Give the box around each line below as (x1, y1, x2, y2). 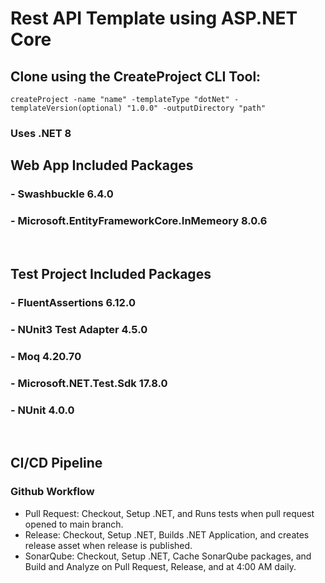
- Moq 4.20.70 (10, 349, 82, 363)
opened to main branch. (24, 518, 124, 530)
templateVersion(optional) (10, 103, 123, 113)
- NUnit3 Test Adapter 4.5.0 (10, 322, 148, 336)
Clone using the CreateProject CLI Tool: (10, 68, 262, 85)
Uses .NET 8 (10, 126, 72, 140)
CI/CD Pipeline (10, 455, 103, 472)
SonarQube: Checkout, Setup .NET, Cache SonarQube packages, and (24, 550, 312, 562)
